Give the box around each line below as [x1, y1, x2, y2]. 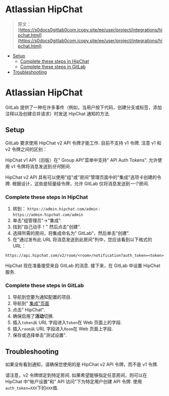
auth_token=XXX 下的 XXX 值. [5, 385, 59, 391]
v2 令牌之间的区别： [5, 146, 48, 152]
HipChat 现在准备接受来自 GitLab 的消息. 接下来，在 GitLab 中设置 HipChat [5, 262, 160, 268]
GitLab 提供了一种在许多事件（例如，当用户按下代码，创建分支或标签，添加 [5, 104, 162, 110]
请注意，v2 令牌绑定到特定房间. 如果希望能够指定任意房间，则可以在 [5, 372, 148, 378]
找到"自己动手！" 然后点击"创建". [12, 224, 81, 230]
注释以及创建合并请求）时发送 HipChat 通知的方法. [5, 110, 110, 116]
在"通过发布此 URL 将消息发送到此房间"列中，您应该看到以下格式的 [12, 236, 153, 242]
